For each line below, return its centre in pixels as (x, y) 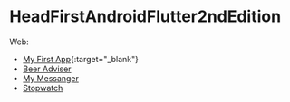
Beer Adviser (47, 69)
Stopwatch (43, 88)
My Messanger (51, 78)
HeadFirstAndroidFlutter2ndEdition (145, 17)
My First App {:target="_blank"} (80, 59)
